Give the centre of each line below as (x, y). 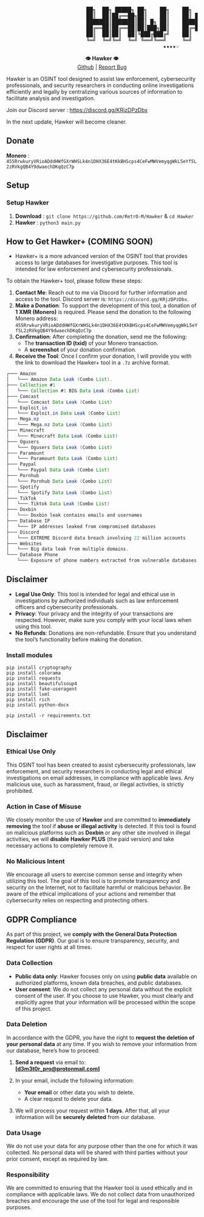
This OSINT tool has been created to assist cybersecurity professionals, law (101, 765)
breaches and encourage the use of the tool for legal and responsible (93, 1201)
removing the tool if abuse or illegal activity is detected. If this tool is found (101, 826)
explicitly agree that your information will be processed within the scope (105, 1002)
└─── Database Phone (32, 555)
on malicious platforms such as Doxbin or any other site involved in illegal (98, 833)
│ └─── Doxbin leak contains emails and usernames (74, 515)
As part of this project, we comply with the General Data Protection (92, 934)
